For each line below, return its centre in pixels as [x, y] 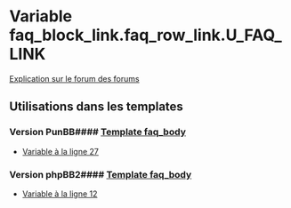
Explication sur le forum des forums [74, 78]
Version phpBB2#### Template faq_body [101, 174]
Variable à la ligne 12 [60, 194]
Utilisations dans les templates [97, 107]
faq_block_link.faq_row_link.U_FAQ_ [145, 35]
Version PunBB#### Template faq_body [98, 132]
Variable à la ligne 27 [61, 151]
